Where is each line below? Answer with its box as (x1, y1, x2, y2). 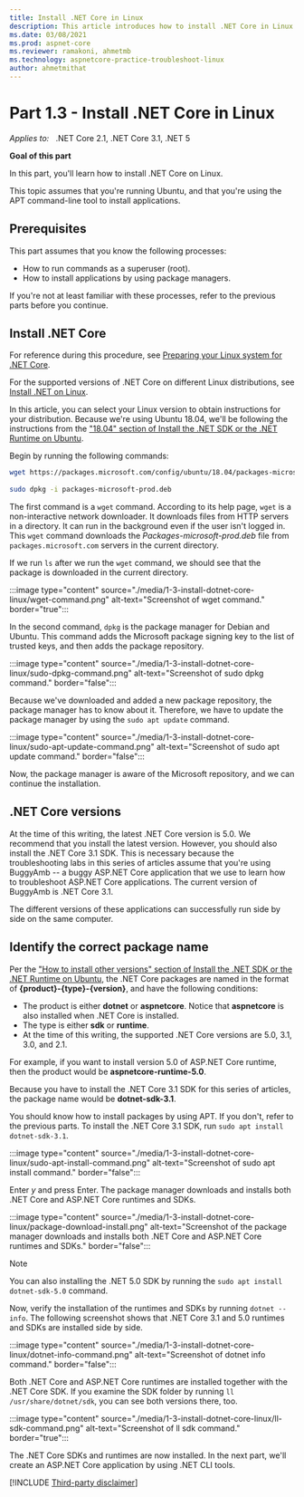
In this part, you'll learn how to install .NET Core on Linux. (9, 168, 223, 178)
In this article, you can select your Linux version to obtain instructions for (9, 404, 281, 415)
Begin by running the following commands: (9, 450, 169, 462)
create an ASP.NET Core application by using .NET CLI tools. (9, 1459, 235, 1470)
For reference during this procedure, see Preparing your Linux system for (9, 350, 282, 360)
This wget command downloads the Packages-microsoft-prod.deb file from (9, 531, 290, 542)
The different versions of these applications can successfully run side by (9, 903, 280, 915)
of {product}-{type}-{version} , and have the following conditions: (9, 983, 259, 993)
